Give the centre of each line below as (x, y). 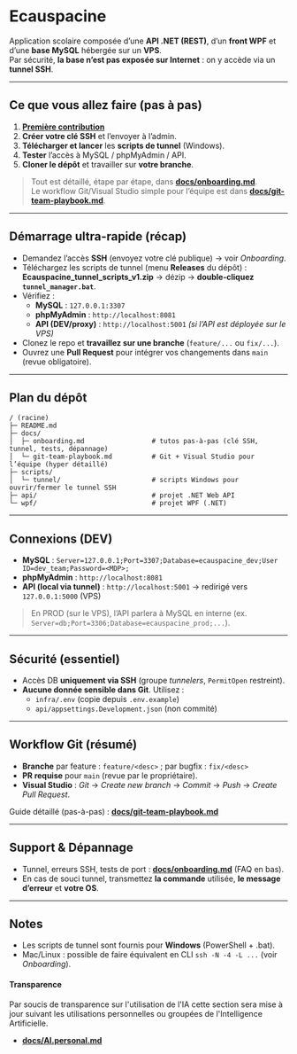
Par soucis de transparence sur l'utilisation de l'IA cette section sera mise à (146, 1004)
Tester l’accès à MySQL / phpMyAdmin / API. (104, 155)
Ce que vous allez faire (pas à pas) (106, 105)
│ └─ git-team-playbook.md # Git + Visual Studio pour (132, 457)
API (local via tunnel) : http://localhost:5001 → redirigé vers (135, 587)
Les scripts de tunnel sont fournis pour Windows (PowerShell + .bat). (148, 945)
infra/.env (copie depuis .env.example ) (107, 699)
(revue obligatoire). (57, 362)
